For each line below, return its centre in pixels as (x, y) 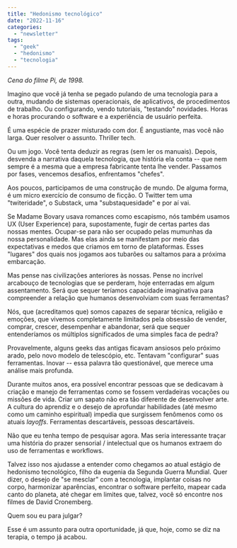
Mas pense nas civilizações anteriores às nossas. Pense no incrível (105, 275)
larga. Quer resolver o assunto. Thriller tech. (71, 137)
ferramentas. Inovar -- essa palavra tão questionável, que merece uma (110, 363)
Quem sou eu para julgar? (45, 515)
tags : (15, 40)
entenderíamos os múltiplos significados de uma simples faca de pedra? (113, 334)
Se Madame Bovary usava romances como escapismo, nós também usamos (118, 216)
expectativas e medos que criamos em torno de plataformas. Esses (105, 246)
